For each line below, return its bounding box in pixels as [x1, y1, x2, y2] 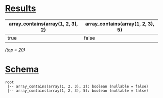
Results [5, 3, 36, 14]
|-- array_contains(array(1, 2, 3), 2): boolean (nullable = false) [7, 84, 149, 89]
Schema [5, 64, 39, 75]
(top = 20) [5, 47, 26, 53]
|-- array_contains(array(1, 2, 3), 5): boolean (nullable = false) [7, 88, 149, 93]
